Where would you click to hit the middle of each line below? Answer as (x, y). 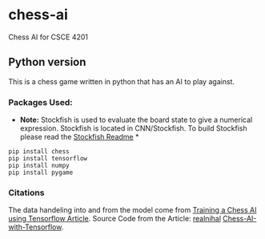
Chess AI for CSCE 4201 (48, 37)
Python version (47, 62)
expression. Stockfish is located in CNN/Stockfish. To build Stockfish (133, 128)
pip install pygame (41, 173)
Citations (26, 192)
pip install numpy (39, 166)
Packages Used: (41, 102)
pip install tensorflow (48, 159)
